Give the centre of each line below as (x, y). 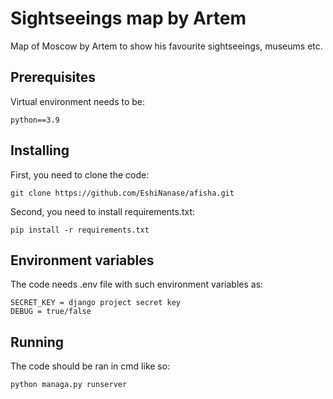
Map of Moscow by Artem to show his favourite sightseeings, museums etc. (166, 46)
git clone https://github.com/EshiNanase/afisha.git (122, 193)
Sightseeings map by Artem (128, 18)
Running (37, 342)
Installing (40, 150)
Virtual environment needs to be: (78, 101)
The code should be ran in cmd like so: (90, 366)
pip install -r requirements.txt (80, 230)
